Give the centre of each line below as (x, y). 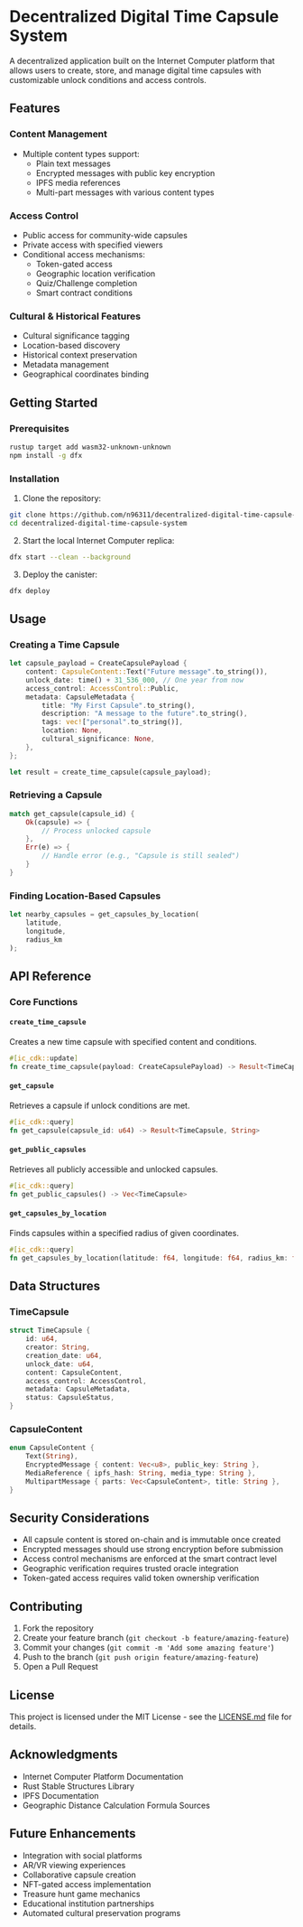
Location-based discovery (71, 346)
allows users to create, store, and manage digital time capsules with (135, 70)
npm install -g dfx (46, 455)
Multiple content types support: (81, 154)
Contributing (46, 1606)
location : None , (72, 731)
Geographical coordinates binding (85, 374)
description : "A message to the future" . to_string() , (145, 714)
